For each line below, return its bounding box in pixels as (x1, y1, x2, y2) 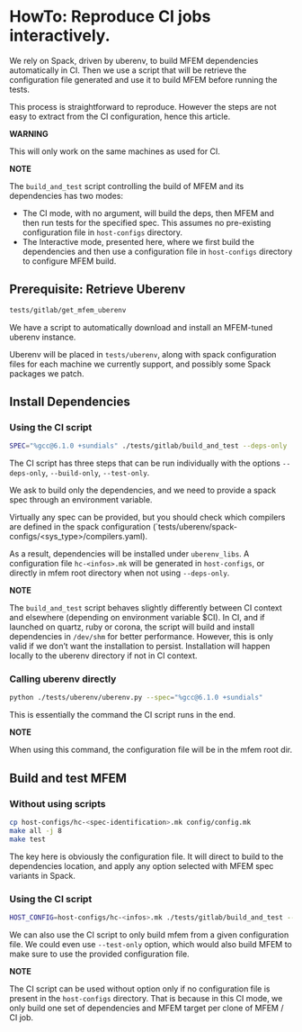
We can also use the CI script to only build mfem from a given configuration (9, 929, 289, 940)
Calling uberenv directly (9, 673, 117, 685)
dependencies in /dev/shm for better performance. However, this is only (9, 631, 274, 642)
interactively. (9, 25, 111, 46)
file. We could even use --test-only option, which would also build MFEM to (9, 938, 292, 949)
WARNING (9, 128, 49, 139)
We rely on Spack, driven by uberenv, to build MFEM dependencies (9, 55, 259, 66)
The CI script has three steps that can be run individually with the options (9, 457, 280, 469)
